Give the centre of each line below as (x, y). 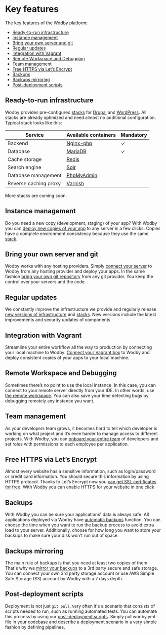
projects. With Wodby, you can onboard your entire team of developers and (82, 438)
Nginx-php (79, 143)
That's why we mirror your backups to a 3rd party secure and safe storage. (82, 568)
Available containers (91, 135)
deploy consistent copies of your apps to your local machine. (67, 357)
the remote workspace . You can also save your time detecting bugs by (77, 396)
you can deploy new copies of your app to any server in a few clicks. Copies (83, 228)
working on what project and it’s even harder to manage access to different (82, 434)
